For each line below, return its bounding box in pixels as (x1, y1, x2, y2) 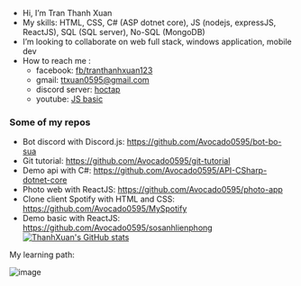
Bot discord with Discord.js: (22, 137, 125, 147)
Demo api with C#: (22, 165, 92, 176)
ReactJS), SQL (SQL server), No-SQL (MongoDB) (22, 27, 205, 37)
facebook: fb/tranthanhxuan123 (35, 65, 153, 76)
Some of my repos (9, 116, 91, 129)
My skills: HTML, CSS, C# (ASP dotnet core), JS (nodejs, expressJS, (22, 17, 277, 28)
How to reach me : (22, 56, 92, 66)
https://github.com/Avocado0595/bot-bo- (126, 137, 282, 147)
